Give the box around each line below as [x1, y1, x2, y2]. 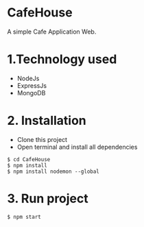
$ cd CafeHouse [7, 156, 51, 163]
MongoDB [16, 88, 46, 97]
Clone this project [16, 135, 67, 143]
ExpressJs [16, 81, 47, 90]
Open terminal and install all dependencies [16, 143, 138, 151]
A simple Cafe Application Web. [7, 27, 97, 36]
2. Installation [7, 113, 87, 128]
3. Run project [7, 191, 89, 206]
